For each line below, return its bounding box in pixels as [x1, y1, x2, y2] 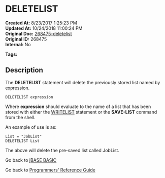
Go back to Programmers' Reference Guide [5, 167, 95, 173]
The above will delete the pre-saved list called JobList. [5, 147, 119, 153]
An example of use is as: [5, 124, 57, 130]
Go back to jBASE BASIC [5, 157, 57, 163]
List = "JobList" [5, 134, 42, 139]
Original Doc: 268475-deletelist [5, 30, 72, 37]
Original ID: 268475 [5, 36, 47, 42]
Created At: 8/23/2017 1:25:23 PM [5, 20, 77, 26]
